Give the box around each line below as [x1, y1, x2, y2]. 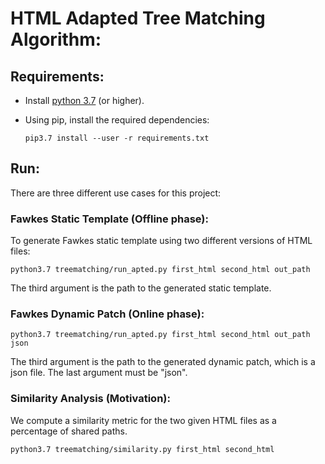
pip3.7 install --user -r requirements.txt [24, 133, 210, 143]
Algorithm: [10, 28, 102, 51]
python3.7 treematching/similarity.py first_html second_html [10, 444, 275, 454]
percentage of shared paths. [10, 425, 128, 437]
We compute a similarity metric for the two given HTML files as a [10, 414, 277, 426]
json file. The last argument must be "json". [10, 367, 188, 379]
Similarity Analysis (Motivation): [10, 392, 171, 406]
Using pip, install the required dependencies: [24, 114, 210, 126]
